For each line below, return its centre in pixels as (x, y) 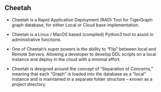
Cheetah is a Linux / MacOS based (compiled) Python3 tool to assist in (82, 34)
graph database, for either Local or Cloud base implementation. (75, 25)
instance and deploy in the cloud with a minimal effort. (66, 59)
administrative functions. (37, 39)
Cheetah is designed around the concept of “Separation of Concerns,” (82, 69)
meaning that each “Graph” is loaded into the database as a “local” (79, 74)
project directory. (29, 84)
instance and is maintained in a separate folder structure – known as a (82, 79)
